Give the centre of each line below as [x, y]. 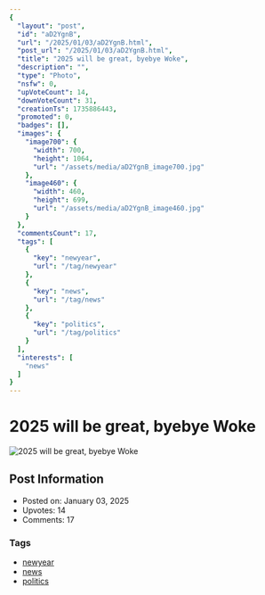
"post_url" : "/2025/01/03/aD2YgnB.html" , [95, 51]
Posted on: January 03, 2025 [76, 500]
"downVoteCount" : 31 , [57, 100]
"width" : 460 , [59, 192]
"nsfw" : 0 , [37, 84]
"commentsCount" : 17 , [57, 233]
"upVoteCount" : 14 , [53, 92]
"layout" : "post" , [52, 26]
